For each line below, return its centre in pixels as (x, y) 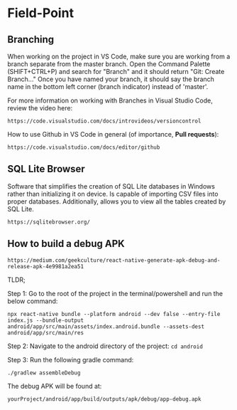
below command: (33, 301)
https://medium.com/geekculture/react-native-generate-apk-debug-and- (114, 260)
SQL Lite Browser (46, 169)
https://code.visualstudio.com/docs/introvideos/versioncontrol (104, 121)
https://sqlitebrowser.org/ (49, 222)
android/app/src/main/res (45, 332)
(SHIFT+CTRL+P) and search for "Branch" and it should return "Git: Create (116, 72)
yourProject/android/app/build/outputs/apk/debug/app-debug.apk (104, 399)
